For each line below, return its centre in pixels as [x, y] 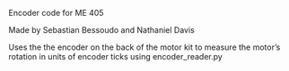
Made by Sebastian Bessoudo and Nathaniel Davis [101, 30]
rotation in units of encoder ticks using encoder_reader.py [116, 56]
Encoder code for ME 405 [56, 13]
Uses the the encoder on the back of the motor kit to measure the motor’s [144, 47]
